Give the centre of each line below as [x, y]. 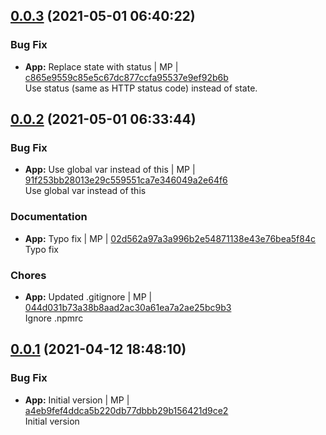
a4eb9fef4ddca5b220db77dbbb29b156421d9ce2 [126, 410]
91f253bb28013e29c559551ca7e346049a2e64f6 [126, 180]
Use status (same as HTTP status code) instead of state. [141, 88]
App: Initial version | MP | [77, 400]
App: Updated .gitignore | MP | [88, 296]
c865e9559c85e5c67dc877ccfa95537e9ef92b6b [126, 77]
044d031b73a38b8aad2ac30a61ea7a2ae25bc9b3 [128, 307]
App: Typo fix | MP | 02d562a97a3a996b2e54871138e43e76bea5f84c [170, 238]
